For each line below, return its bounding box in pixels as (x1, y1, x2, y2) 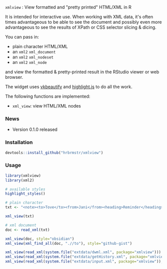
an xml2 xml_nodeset (12, 54, 54, 60)
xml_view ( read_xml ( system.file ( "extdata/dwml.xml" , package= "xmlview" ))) (5, 250, 162, 255)
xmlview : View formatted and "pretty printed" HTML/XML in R (5, 4, 132, 10)
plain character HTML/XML (12, 44, 68, 49)
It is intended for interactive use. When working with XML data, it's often (5, 14, 153, 19)
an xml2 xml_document (12, 49, 56, 54)
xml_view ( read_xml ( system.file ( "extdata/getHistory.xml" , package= (5, 255, 148, 260)
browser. (5, 74, 23, 80)
